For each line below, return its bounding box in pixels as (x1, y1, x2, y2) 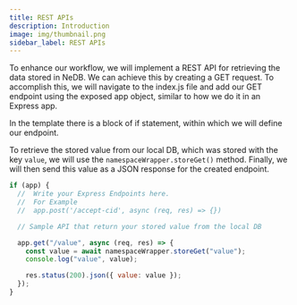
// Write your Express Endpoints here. (17, 190, 170, 199)
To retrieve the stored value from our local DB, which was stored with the (9, 145, 279, 156)
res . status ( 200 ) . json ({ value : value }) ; (25, 271, 182, 280)
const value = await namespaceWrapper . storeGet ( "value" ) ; (25, 247, 246, 256)
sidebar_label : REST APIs (9, 38, 106, 47)
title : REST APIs (9, 13, 74, 22)
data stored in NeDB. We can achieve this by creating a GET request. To (9, 72, 275, 83)
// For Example (17, 198, 78, 207)
